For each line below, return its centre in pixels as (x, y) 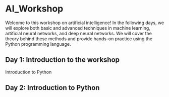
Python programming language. (38, 44)
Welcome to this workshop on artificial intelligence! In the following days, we (85, 23)
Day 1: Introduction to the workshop (63, 60)
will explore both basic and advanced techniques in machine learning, (78, 28)
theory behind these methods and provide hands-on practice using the (79, 39)
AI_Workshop (34, 9)
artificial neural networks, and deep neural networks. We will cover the (79, 33)
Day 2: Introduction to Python (52, 88)
